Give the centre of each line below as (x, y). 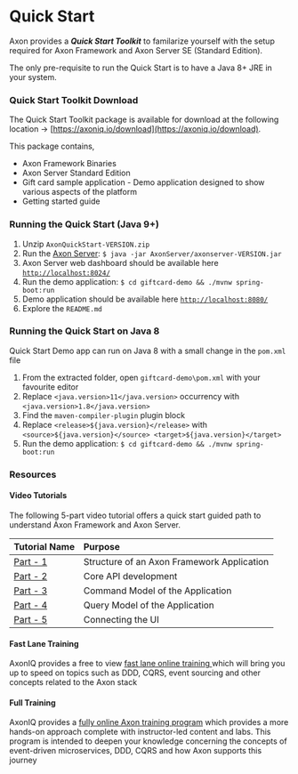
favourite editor (50, 387)
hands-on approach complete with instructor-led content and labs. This (140, 732)
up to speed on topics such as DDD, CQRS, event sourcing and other (135, 673)
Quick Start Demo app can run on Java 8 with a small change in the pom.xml (148, 351)
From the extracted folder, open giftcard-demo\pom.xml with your (141, 377)
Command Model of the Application (157, 591)
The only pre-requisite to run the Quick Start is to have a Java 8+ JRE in (141, 68)
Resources (33, 474)
